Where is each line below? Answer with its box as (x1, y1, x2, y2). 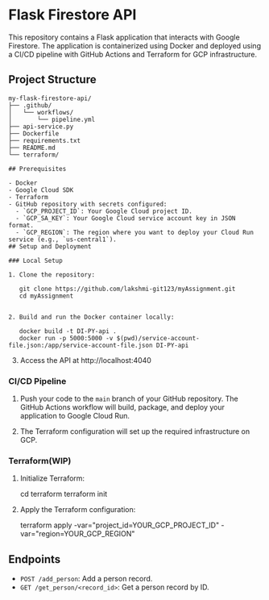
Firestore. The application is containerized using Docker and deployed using (8, 40, 262, 50)
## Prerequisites (8, 165, 67, 173)
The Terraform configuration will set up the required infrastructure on (19, 427, 250, 436)
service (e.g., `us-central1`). (8, 235, 117, 244)
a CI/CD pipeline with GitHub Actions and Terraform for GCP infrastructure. (8, 49, 258, 59)
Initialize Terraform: (19, 473, 85, 483)
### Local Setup (8, 256, 63, 265)
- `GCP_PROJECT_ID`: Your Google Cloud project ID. (15, 207, 193, 215)
